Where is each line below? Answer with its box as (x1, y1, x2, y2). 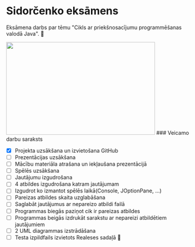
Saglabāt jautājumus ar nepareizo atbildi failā (14, 201, 125, 208)
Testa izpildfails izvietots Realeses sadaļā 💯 (14, 233, 121, 241)
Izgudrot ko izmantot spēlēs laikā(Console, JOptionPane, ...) (14, 187, 162, 194)
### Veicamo (156, 129, 189, 136)
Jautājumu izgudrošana (14, 174, 73, 181)
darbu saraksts (6, 135, 43, 142)
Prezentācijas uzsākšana (14, 154, 76, 161)
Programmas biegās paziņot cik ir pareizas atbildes (14, 207, 140, 214)
